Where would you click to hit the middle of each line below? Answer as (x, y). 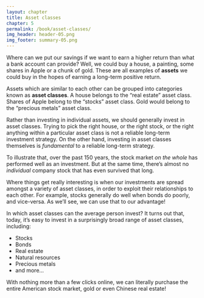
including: (19, 226)
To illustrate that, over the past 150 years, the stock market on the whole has (102, 158)
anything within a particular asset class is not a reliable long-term (88, 133)
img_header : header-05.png (40, 35)
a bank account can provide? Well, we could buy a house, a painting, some (100, 64)
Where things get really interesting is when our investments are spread (95, 182)
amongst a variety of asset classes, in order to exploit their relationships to (100, 189)
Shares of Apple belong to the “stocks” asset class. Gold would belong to (98, 102)
